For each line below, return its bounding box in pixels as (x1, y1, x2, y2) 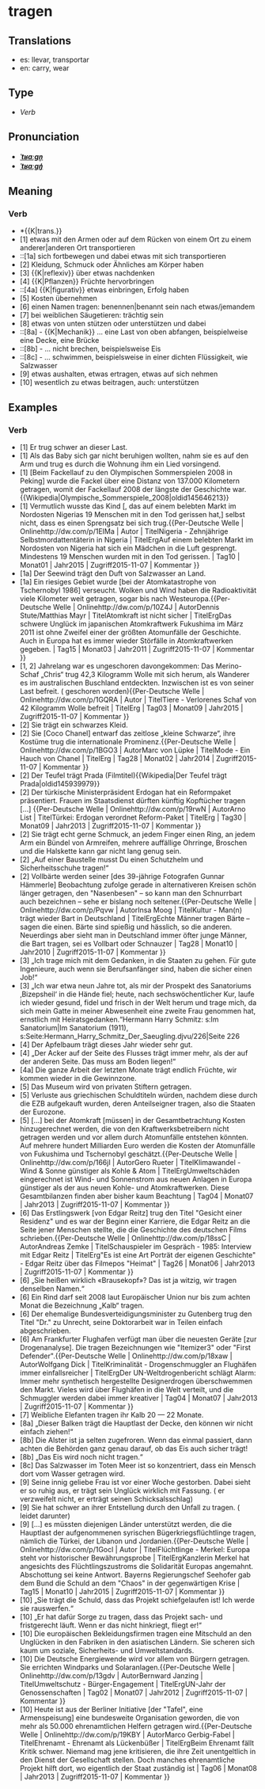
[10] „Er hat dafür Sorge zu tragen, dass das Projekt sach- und (19, 1612, 223, 1621)
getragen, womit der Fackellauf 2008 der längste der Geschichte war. (19, 485, 247, 493)
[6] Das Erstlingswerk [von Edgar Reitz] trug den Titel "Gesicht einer (19, 1209, 243, 1217)
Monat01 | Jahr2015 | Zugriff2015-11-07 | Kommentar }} (19, 561, 200, 569)
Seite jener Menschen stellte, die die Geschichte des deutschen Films (19, 1225, 247, 1234)
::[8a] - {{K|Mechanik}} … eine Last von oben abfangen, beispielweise (19, 327, 248, 337)
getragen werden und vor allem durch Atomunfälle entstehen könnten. (19, 1132, 249, 1142)
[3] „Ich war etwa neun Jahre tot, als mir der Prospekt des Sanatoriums (19, 981, 252, 990)
